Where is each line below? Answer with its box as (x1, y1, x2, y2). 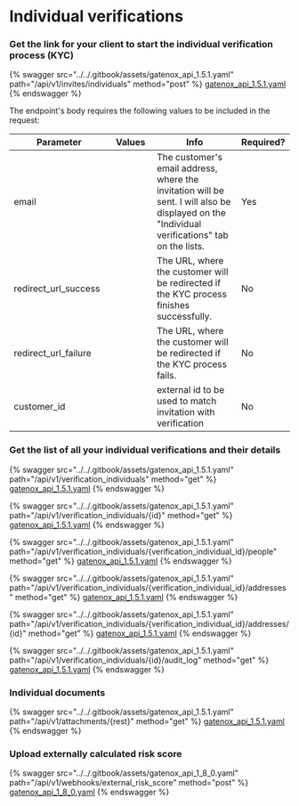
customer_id (13, 401, 66, 413)
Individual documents (9, 686, 106, 698)
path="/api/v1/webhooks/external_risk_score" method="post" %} (9, 778, 249, 788)
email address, (157, 162, 218, 175)
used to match (157, 395, 217, 407)
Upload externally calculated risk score (9, 748, 182, 760)
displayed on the (157, 207, 227, 219)
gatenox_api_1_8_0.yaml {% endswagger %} (9, 786, 170, 798)
